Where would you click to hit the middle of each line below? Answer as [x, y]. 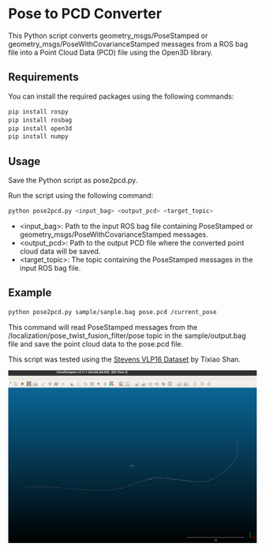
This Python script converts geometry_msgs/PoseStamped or [108, 36]
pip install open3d [40, 128]
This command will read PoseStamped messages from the [103, 327]
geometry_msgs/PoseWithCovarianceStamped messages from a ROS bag [128, 43]
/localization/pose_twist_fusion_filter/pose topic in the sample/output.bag [127, 335]
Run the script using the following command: [81, 196]
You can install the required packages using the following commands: [121, 96]
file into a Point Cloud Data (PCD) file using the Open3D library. [110, 52]
